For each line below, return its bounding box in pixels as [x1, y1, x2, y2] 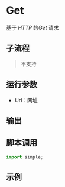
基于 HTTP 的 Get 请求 [6, 24, 59, 31]
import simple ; [6, 154, 44, 160]
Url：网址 [14, 96, 38, 103]
